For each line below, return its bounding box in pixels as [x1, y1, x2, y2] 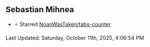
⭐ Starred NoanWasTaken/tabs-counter [14, 21, 111, 28]
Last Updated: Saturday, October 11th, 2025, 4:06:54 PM [5, 34, 144, 41]
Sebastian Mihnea [5, 5, 74, 15]
